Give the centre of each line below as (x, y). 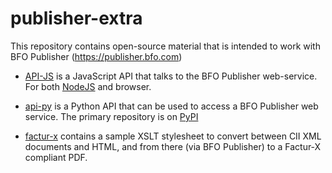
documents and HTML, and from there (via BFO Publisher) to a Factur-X (173, 146)
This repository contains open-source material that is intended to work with (165, 46)
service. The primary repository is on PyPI (111, 116)
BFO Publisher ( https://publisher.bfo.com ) (96, 56)
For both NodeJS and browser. (88, 86)
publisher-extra (76, 18)
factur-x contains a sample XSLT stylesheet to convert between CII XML (173, 136)
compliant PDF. (56, 157)
